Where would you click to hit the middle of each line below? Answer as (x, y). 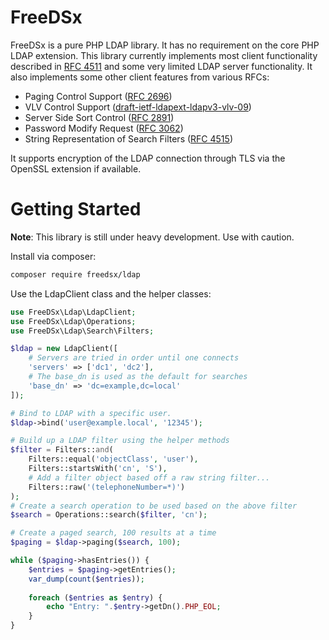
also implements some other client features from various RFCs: (140, 77)
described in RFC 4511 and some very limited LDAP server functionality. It (161, 66)
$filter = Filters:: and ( (62, 450)
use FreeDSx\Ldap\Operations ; (73, 321)
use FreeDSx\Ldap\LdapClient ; (73, 312)
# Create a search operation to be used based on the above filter (154, 506)
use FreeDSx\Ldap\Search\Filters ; (82, 331)
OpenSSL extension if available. (76, 168)
